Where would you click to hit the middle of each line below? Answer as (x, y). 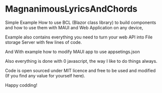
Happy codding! (21, 85)
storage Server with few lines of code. (44, 42)
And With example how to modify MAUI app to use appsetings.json (73, 52)
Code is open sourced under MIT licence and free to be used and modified (80, 70)
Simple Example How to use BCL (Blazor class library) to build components (81, 22)
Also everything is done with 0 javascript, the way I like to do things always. (81, 61)
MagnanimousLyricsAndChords (71, 9)
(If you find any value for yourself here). (45, 75)
